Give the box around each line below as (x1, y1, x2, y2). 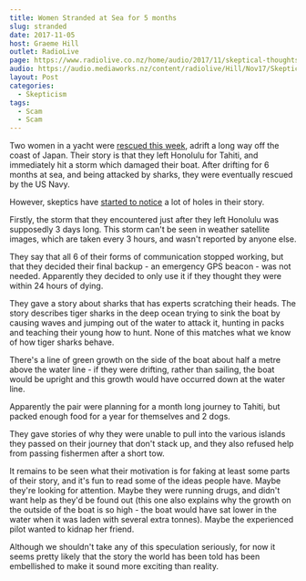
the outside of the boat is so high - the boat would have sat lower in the (9, 504, 278, 515)
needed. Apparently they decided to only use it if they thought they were (9, 271, 282, 282)
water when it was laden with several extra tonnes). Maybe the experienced (9, 514, 294, 525)
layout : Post (9, 73, 59, 82)
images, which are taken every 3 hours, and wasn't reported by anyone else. (9, 233, 297, 244)
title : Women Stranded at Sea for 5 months (9, 13, 178, 23)
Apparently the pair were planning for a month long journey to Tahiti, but (9, 401, 280, 412)
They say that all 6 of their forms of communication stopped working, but (9, 252, 284, 263)
